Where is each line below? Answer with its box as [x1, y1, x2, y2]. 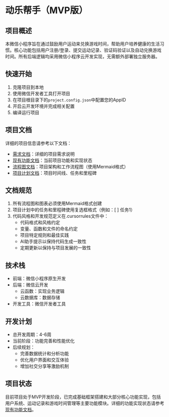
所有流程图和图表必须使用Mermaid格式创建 [12, 201, 102, 207]
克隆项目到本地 [12, 84, 44, 90]
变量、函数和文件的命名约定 [20, 226, 78, 232]
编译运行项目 [12, 109, 39, 116]
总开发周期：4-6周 [12, 331, 51, 337]
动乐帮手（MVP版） [5, 5, 88, 16]
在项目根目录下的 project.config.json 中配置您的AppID [12, 97, 126, 103]
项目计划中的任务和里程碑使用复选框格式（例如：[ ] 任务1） [12, 207, 135, 213]
